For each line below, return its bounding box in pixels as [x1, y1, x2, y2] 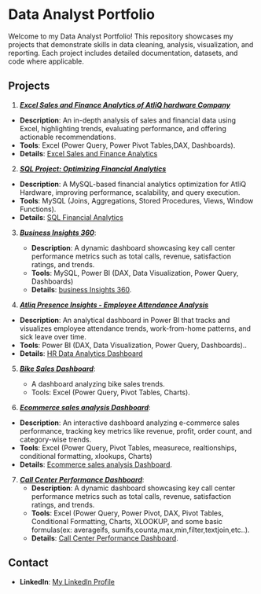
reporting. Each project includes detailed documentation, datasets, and [8, 48, 238, 57]
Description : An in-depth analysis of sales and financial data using [19, 115, 237, 125]
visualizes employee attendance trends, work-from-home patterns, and [19, 324, 252, 333]
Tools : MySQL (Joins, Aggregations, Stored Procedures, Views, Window [19, 196, 254, 205]
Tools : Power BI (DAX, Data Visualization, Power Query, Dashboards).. [19, 340, 248, 350]
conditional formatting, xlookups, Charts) [19, 451, 153, 460]
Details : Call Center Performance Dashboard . [31, 533, 178, 543]
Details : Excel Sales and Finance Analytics [19, 148, 158, 158]
